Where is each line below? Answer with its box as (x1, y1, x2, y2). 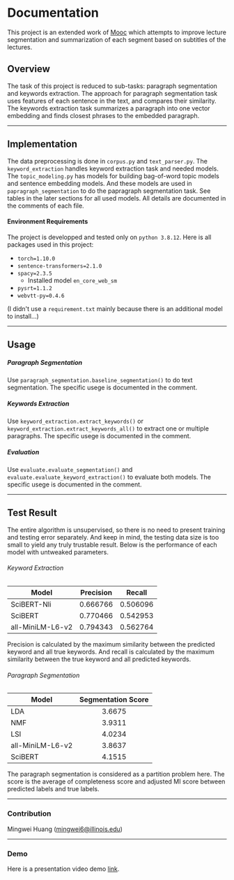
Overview (7, 63, 51, 75)
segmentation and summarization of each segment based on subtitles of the (7, 35, 226, 43)
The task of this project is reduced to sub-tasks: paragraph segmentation (7, 82, 218, 90)
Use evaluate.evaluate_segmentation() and (7, 466, 133, 474)
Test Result (7, 507, 57, 519)
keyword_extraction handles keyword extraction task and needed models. (7, 164, 219, 173)
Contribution (7, 809, 52, 818)
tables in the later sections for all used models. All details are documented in (7, 194, 226, 202)
